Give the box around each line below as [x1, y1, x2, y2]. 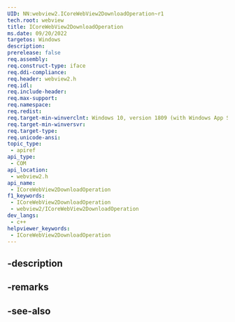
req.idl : [7, 82, 33, 89]
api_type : [7, 153, 36, 161]
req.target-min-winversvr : [7, 120, 86, 128]
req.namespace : [7, 101, 52, 108]
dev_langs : [7, 212, 39, 219]
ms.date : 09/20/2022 [7, 29, 68, 37]
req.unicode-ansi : [7, 134, 61, 141]
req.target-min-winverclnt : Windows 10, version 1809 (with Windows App [7, 114, 224, 121]
